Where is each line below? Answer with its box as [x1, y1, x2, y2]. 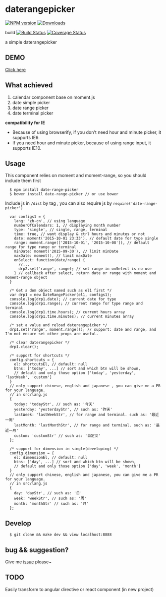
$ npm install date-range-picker [9, 187, 79, 192]
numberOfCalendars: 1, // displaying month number [14, 223, 121, 228]
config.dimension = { [9, 451, 55, 456]
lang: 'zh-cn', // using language [14, 219, 85, 224]
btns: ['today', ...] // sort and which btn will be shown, [14, 366, 141, 371]
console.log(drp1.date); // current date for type [9, 297, 116, 302]
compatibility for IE [5, 119, 46, 125]
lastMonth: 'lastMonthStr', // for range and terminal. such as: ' [14, 423, 156, 428]
